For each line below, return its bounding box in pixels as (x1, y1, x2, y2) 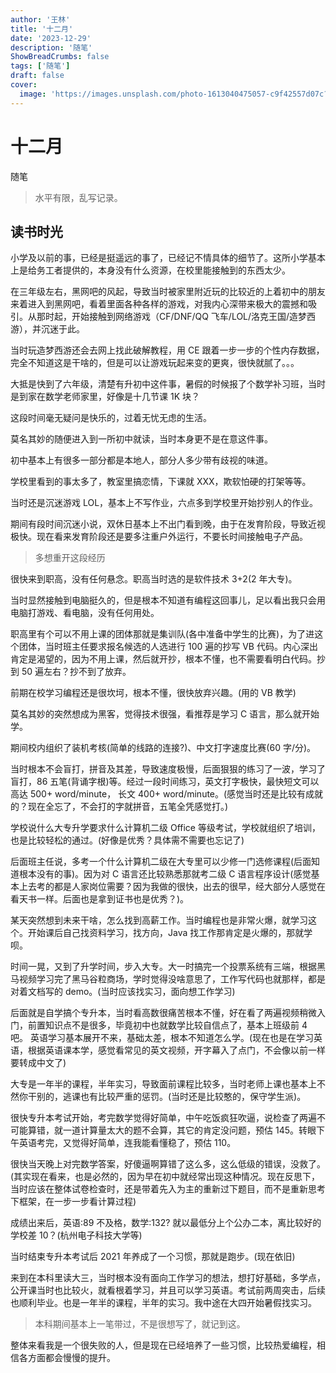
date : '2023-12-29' (10, 33, 92, 43)
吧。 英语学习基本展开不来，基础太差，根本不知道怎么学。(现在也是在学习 (10, 1032, 315, 1044)
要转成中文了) (10, 1057, 67, 1069)
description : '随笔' (10, 42, 93, 53)
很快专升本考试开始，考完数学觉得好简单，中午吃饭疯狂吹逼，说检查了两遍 (10, 1112, 317, 1124)
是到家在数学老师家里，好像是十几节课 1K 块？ (10, 391, 200, 403)
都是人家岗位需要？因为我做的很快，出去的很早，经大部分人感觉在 (53, 881, 326, 893)
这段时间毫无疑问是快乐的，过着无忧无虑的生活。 (10, 412, 212, 424)
